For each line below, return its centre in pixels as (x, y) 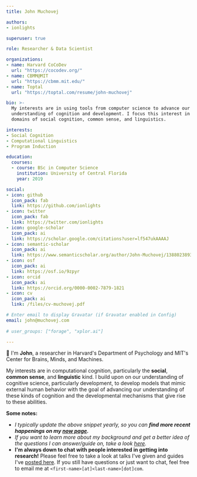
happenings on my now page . (52, 431)
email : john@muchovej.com (38, 320)
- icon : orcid (23, 277)
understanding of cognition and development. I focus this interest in (101, 114)
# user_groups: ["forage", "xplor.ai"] (55, 331)
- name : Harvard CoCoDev (36, 65)
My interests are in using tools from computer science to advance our (101, 109)
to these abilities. (27, 402)
